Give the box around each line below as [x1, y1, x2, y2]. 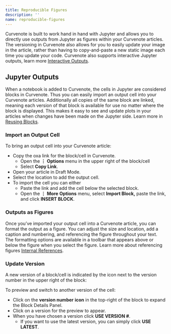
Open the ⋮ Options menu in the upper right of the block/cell [20, 158, 150, 164]
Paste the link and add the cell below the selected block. [20, 185, 139, 191]
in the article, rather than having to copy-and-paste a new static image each [5, 47, 165, 53]
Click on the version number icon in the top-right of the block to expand [12, 297, 166, 303]
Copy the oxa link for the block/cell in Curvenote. [12, 153, 116, 159]
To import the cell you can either [12, 180, 81, 186]
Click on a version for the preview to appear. [12, 308, 106, 314]
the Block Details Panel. [12, 302, 63, 309]
